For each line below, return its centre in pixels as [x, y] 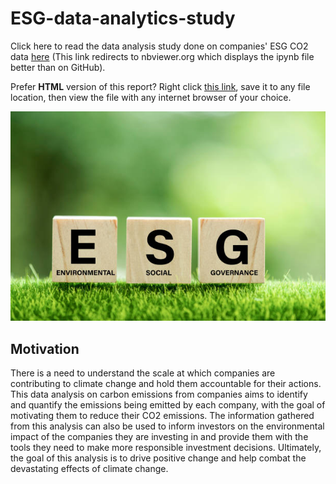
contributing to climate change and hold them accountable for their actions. [166, 383]
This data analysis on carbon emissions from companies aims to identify [159, 394]
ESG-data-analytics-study [123, 18]
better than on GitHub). [58, 67]
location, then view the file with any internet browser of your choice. [151, 97]
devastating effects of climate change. [89, 468]
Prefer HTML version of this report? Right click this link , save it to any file [160, 86]
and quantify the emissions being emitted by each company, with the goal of [168, 404]
